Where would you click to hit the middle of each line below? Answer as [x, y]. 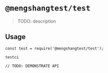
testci [12, 57]
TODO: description [37, 21]
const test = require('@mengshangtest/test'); [54, 48]
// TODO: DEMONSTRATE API [32, 66]
